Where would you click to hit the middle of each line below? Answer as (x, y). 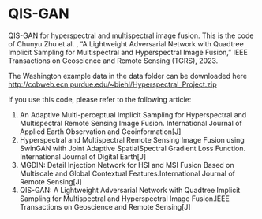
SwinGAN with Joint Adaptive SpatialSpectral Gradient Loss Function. (133, 148)
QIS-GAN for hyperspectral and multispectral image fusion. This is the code (131, 35)
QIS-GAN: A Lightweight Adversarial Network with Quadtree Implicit (130, 190)
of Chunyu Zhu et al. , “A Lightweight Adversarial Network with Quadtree (126, 43)
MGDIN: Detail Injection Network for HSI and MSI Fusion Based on (127, 165)
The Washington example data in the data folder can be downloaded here (127, 76)
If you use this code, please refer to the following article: (100, 99)
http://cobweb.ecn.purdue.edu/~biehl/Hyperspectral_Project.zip (112, 84)
